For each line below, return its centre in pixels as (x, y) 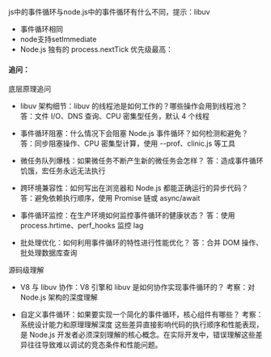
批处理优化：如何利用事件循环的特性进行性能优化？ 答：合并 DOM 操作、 (142, 243)
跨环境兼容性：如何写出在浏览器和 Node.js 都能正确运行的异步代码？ (134, 188)
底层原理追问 (30, 89)
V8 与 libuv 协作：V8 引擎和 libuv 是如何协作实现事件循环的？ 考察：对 (137, 287)
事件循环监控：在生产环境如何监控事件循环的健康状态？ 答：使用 (127, 215)
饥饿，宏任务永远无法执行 (63, 171)
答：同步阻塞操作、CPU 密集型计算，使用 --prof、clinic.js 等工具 (128, 143)
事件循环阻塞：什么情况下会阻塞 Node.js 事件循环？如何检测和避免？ (134, 134)
